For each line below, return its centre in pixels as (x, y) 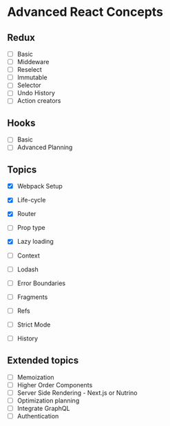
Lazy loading (35, 242)
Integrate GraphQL (43, 408)
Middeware (33, 62)
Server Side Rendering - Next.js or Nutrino (77, 393)
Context (28, 255)
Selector (29, 85)
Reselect (30, 70)
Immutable (32, 77)
